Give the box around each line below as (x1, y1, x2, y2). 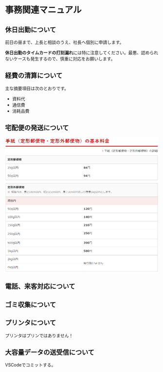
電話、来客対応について (5, 282, 75, 291)
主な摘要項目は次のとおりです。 (5, 85, 69, 91)
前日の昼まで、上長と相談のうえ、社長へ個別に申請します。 (5, 40, 124, 45)
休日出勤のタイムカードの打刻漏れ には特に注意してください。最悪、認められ (5, 50, 158, 55)
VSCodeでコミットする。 (5, 362, 56, 368)
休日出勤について (5, 25, 56, 34)
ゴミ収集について (5, 300, 56, 308)
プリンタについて (5, 319, 56, 327)
